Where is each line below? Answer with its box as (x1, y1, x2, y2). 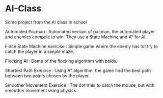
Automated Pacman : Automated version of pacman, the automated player (5, 28, 155, 34)
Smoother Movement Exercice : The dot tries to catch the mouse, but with (5, 82, 155, 88)
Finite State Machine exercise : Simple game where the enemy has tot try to (5, 43, 158, 49)
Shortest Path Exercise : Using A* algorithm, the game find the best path (5, 67, 151, 73)
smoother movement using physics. (5, 87, 78, 93)
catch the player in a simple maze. (5, 49, 75, 54)
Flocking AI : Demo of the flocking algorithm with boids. (5, 58, 118, 64)
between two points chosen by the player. (5, 73, 90, 78)
